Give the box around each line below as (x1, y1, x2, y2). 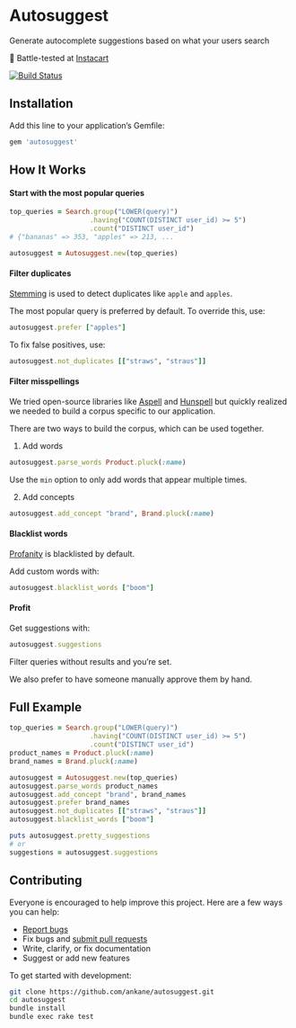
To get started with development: (9, 970, 132, 980)
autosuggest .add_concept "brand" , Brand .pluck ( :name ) (9, 509, 215, 518)
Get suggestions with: (9, 622, 91, 633)
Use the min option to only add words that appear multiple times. (9, 474, 248, 485)
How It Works (9, 163, 87, 178)
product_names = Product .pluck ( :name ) (9, 748, 154, 758)
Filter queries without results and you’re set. (9, 656, 172, 666)
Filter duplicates (9, 268, 72, 279)
